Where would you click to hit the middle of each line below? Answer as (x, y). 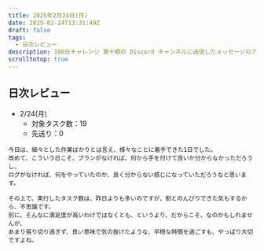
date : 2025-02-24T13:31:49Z (54, 23)
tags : (17, 37)
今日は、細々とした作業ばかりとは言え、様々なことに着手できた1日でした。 (112, 149)
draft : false (29, 30)
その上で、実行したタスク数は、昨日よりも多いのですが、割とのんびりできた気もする (125, 198)
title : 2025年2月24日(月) (48, 15)
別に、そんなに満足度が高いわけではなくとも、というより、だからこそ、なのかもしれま (128, 215)
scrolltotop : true (38, 60)
